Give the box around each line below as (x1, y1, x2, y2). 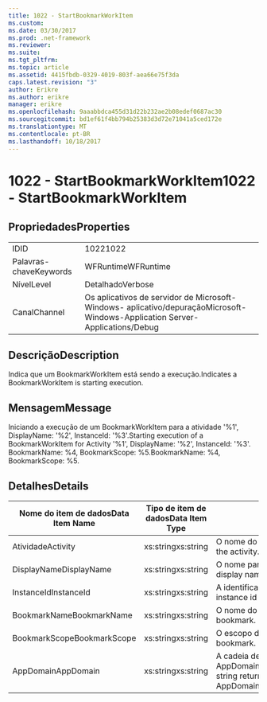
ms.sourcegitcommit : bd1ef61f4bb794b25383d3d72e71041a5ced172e (8, 115, 222, 123)
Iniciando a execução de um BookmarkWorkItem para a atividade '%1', (8, 423, 239, 432)
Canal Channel (12, 306, 65, 318)
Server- (168, 311, 199, 322)
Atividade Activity (12, 540, 75, 552)
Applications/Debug (84, 322, 159, 333)
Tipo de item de (145, 502, 207, 513)
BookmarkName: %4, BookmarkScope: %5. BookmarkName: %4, (8, 447, 221, 458)
